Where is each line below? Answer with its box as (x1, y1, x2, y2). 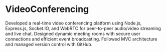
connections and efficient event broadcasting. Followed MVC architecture (5, 36, 157, 42)
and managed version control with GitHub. (5, 41, 93, 47)
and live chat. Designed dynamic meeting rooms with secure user (5, 30, 141, 36)
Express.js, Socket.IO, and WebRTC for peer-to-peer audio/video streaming (5, 25, 161, 31)
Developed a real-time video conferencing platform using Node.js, (5, 20, 142, 26)
